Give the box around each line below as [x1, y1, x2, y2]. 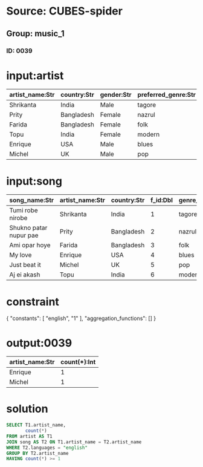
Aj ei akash [9, 270, 40, 279]
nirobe [9, 214, 28, 222]
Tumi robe [9, 206, 38, 215]
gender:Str [100, 91, 132, 99]
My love [9, 251, 32, 260]
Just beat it [9, 261, 41, 269]
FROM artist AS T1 [6, 433, 53, 439]
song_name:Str [9, 196, 54, 204]
